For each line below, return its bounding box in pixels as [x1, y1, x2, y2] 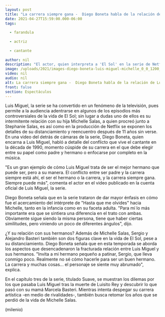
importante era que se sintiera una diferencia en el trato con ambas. [5, 211, 142, 216]
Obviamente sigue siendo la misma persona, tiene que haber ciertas [5, 215, 143, 221]
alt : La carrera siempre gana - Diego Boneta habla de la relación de [5, 80, 155, 85]
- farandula [9, 30, 34, 35]
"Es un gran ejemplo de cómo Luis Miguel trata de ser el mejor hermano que [5, 164, 160, 170]
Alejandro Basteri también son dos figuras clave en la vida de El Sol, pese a [5, 236, 157, 241]
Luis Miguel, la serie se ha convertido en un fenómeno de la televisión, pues [5, 103, 159, 108]
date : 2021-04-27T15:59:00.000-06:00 [5, 16, 82, 21]
